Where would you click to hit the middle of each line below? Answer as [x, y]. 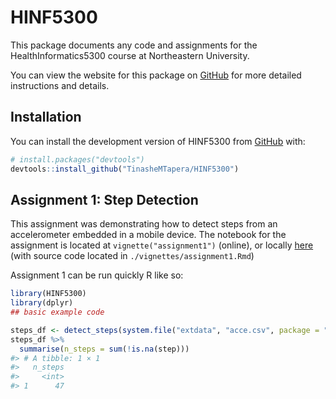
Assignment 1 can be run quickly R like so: [97, 275]
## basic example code [57, 312]
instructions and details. [60, 85]
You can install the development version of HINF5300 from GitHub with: [158, 141]
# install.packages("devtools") [77, 159]
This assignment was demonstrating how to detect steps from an [144, 224]
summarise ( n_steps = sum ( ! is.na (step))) [104, 349]
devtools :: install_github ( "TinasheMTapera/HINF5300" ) [125, 169]
